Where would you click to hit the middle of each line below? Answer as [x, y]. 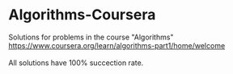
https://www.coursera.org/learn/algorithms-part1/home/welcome [117, 45]
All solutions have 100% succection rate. [76, 63]
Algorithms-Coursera [82, 15]
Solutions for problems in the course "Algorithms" [91, 37]
